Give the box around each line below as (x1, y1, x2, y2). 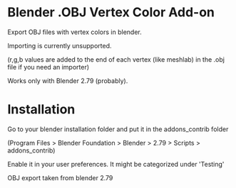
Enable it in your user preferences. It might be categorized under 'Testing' (7, 160, 225, 168)
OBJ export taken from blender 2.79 (7, 173, 113, 182)
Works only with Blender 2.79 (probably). (7, 76, 128, 85)
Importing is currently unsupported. (7, 41, 112, 50)
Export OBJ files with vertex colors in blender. (7, 28, 142, 36)
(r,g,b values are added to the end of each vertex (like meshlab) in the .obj (7, 55, 225, 64)
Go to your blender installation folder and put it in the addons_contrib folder (7, 125, 229, 133)
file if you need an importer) (7, 62, 90, 71)
